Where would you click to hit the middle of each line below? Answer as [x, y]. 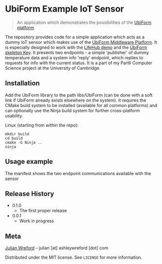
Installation [22, 83]
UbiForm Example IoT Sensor [64, 9]
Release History [30, 194]
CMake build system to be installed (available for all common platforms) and [81, 105]
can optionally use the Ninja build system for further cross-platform [72, 110]
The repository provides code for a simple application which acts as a [75, 37]
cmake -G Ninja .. [24, 142]
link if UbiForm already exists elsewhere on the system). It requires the [76, 100]
